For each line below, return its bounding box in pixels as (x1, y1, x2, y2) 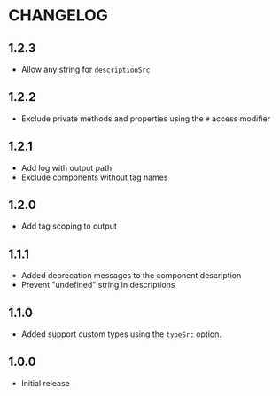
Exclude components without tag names (20, 172, 168, 182)
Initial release (20, 377, 70, 388)
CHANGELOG (8, 5, 108, 26)
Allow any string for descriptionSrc (20, 64, 151, 74)
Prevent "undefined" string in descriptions (20, 280, 175, 291)
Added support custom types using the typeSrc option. (20, 329, 222, 339)
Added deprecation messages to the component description (20, 270, 242, 281)
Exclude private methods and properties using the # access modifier (20, 113, 271, 124)
